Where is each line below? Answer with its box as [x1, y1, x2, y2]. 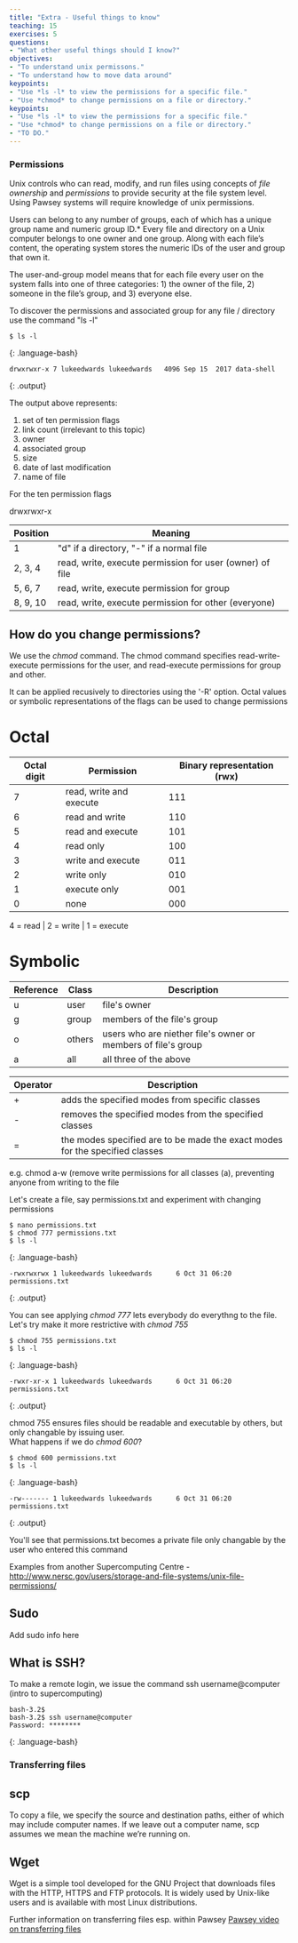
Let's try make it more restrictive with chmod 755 [9, 1319, 189, 1330]
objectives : [9, 54, 53, 63]
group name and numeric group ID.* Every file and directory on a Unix [9, 224, 265, 235]
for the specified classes [60, 1144, 164, 1156]
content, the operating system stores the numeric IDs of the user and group [9, 243, 286, 253]
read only [65, 839, 105, 852]
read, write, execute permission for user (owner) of [57, 556, 271, 569]
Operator [13, 1078, 53, 1091]
